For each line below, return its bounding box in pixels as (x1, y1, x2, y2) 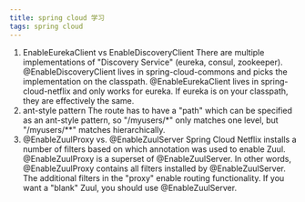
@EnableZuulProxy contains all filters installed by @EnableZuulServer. (22, 163, 287, 174)
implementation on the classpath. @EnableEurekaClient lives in (22, 76, 259, 86)
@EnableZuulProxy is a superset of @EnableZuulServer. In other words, (22, 153, 291, 164)
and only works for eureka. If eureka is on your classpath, (72, 86, 289, 96)
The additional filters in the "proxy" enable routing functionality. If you (22, 172, 285, 183)
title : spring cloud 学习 (9, 13, 105, 23)
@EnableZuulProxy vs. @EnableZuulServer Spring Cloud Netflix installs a (22, 134, 297, 145)
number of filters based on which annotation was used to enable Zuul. (22, 143, 286, 155)
